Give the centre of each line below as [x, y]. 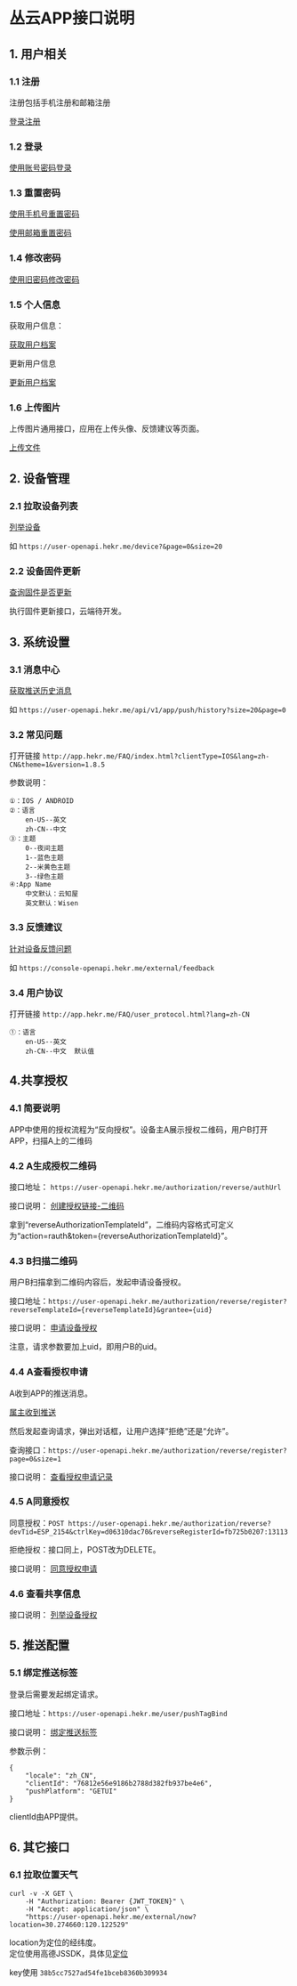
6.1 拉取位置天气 [44, 1875]
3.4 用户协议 [36, 993]
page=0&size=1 [36, 1459]
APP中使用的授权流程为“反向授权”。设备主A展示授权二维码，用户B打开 [139, 1129]
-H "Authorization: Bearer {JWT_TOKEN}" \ [105, 1901]
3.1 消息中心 [35, 669]
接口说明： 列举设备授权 [53, 1615]
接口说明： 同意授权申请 [53, 1569]
